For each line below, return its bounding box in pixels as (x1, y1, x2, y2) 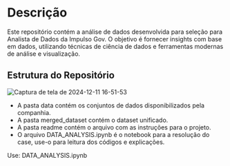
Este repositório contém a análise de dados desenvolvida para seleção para (7, 28, 223, 36)
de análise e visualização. (7, 50, 81, 58)
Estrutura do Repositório (7, 70, 115, 81)
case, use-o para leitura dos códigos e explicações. (17, 138, 165, 146)
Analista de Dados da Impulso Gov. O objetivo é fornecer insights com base (7, 34, 222, 43)
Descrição (7, 5, 68, 21)
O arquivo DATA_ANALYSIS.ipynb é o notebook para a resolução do (17, 130, 210, 138)
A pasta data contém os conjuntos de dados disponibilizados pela (17, 101, 205, 110)
